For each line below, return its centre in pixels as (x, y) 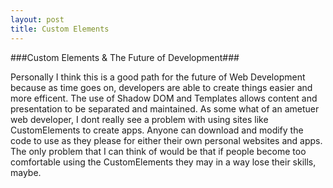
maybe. (26, 172)
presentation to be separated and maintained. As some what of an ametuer (165, 108)
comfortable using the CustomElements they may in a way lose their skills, (163, 162)
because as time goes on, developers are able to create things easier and (161, 87)
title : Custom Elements (60, 29)
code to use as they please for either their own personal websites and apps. (166, 140)
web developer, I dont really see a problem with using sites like (139, 119)
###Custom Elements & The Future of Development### (125, 57)
